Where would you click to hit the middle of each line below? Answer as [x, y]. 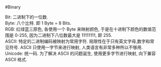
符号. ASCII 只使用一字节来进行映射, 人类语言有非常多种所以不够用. [76, 47]
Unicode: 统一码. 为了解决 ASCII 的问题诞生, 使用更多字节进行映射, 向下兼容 [80, 53]
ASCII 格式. [16, 59]
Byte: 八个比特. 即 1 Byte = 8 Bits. [38, 23]
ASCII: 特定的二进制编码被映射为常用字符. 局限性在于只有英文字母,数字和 [78, 41]
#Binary [13, 7]
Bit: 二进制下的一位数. [27, 17]
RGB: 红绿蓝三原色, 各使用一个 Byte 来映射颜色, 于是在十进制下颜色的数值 [79, 29]
